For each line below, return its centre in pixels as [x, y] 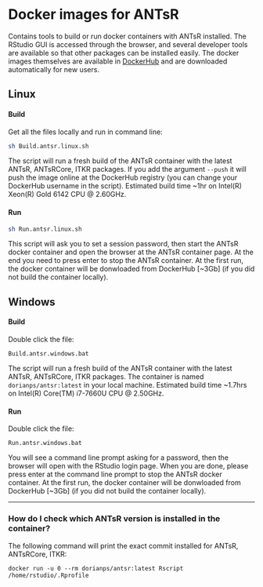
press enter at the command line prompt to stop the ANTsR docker [115, 474]
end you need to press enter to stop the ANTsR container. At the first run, [126, 261]
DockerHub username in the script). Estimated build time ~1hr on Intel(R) [125, 186]
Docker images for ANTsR [94, 15]
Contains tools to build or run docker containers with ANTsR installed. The [127, 36]
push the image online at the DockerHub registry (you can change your [123, 177]
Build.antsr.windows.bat [49, 354]
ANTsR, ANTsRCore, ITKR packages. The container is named [106, 377]
